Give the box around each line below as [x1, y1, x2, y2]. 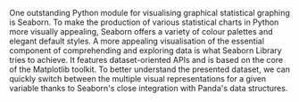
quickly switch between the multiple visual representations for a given [9, 74, 267, 83]
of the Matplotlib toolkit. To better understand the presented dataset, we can [9, 64, 290, 75]
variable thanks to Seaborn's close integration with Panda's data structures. [9, 83, 288, 93]
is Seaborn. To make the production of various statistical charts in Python [9, 17, 279, 27]
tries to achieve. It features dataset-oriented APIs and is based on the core [9, 55, 284, 65]
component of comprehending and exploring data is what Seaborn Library [9, 45, 283, 56]
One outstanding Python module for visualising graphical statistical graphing [9, 8, 290, 18]
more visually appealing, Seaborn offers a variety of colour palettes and [9, 27, 273, 36]
